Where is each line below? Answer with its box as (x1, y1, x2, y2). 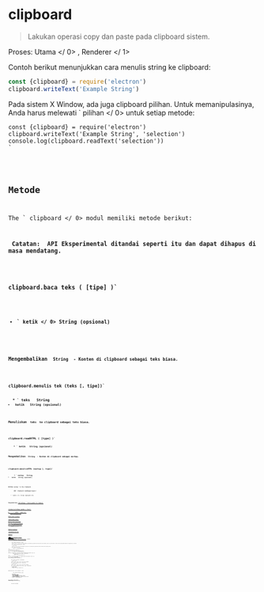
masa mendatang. (8, 247, 62, 255)
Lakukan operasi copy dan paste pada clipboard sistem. (27, 32, 210, 41)
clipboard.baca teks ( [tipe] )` (8, 283, 118, 291)
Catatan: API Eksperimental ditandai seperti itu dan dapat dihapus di (11, 240, 257, 249)
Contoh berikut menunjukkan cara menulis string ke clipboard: (8, 62, 211, 72)
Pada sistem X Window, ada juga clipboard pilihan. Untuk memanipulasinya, (8, 99, 255, 108)
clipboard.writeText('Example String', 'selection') (8, 130, 186, 138)
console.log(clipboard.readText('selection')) (8, 137, 164, 145)
